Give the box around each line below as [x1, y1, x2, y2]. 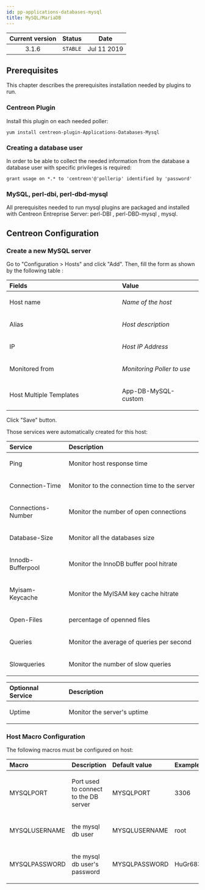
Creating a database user [6, 143, 83, 152]
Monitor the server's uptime [68, 707, 148, 716]
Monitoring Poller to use [121, 364, 191, 373]
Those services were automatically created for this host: [6, 428, 148, 435]
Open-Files [9, 615, 43, 624]
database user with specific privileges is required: [6, 164, 132, 171]
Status [62, 34, 82, 43]
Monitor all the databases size [68, 533, 154, 542]
